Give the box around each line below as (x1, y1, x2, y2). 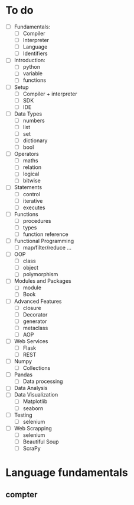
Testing (14, 411, 33, 418)
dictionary (22, 137, 48, 144)
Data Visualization (14, 391, 58, 398)
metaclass (22, 324, 48, 331)
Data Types (14, 110, 43, 117)
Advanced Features (14, 298, 63, 305)
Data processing (22, 378, 63, 385)
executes (22, 204, 45, 211)
